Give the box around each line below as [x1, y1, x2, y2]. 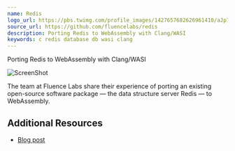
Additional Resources [7, 117, 103, 129]
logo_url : [7, 17, 36, 24]
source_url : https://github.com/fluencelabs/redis [7, 23, 158, 30]
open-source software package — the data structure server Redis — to [7, 90, 212, 98]
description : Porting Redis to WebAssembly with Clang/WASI [7, 29, 187, 37]
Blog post [17, 135, 45, 143]
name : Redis [7, 10, 42, 17]
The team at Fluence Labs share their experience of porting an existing [7, 82, 212, 90]
